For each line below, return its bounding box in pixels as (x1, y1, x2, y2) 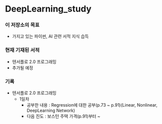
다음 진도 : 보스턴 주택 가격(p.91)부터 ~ (26, 113, 101, 119)
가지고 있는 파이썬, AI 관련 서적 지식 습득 (12, 33, 89, 39)
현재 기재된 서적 (5, 47, 40, 54)
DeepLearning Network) (26, 108, 75, 113)
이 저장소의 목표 (5, 22, 40, 29)
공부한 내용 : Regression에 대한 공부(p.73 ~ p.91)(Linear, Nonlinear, (26, 102, 158, 108)
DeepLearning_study (5, 3, 91, 15)
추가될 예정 (12, 64, 34, 71)
